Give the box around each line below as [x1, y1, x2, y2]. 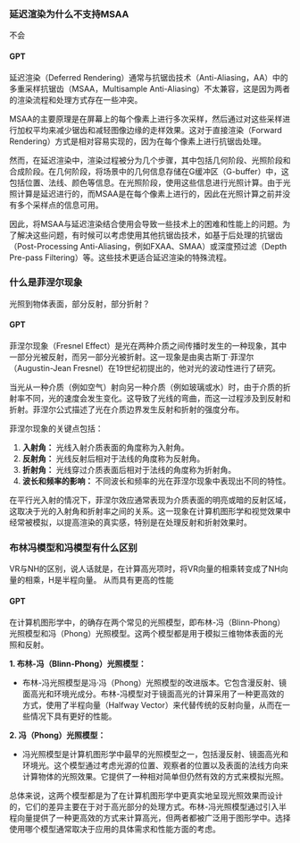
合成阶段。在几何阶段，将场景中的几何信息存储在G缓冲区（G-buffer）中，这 [9, 165, 290, 176]
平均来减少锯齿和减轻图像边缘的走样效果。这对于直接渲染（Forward [32, 124, 283, 135]
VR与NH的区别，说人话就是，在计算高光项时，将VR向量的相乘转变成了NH [9, 563, 281, 574]
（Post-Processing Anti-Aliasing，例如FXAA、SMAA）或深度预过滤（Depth [9, 240, 287, 251]
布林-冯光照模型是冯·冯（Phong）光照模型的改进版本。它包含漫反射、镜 [21, 677, 287, 687]
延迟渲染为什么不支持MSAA [9, 7, 129, 20]
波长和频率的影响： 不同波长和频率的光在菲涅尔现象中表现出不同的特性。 [21, 476, 291, 486]
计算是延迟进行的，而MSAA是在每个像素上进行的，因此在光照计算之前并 [16, 188, 283, 198]
